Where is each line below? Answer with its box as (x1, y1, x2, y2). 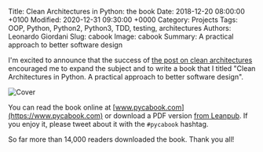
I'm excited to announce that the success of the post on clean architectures (8, 55, 253, 65)
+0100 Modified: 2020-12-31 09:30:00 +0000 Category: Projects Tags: (8, 15, 238, 24)
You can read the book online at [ (8, 102, 116, 112)
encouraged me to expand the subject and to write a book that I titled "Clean (8, 64, 256, 73)
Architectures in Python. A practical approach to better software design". (8, 72, 244, 81)
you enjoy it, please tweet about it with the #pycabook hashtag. (8, 120, 209, 128)
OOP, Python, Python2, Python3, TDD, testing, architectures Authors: (8, 24, 232, 32)
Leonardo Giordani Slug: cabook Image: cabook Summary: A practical (8, 32, 234, 41)
